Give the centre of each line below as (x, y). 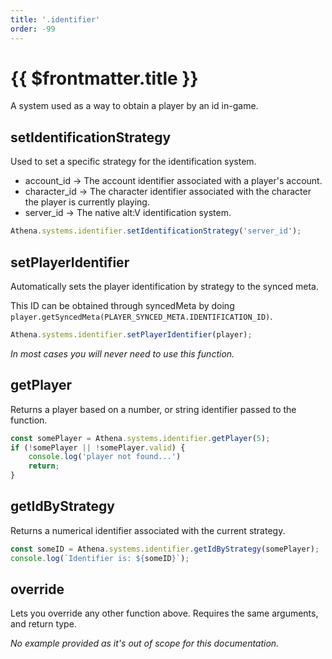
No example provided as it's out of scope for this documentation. (145, 643)
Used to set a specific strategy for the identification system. (133, 162)
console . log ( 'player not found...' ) (105, 457)
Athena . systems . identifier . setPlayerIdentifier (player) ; (131, 334)
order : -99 (33, 29)
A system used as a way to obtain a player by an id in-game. (134, 106)
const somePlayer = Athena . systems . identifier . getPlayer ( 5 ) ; (140, 438)
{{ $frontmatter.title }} (104, 78)
